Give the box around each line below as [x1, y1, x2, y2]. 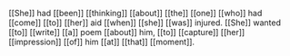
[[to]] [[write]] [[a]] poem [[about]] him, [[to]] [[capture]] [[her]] [8, 27, 245, 37]
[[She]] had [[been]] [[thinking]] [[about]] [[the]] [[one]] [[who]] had [8, 8, 263, 18]
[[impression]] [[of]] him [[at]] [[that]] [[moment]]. [8, 36, 195, 47]
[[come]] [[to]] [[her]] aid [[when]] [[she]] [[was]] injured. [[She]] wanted [8, 17, 282, 28]
